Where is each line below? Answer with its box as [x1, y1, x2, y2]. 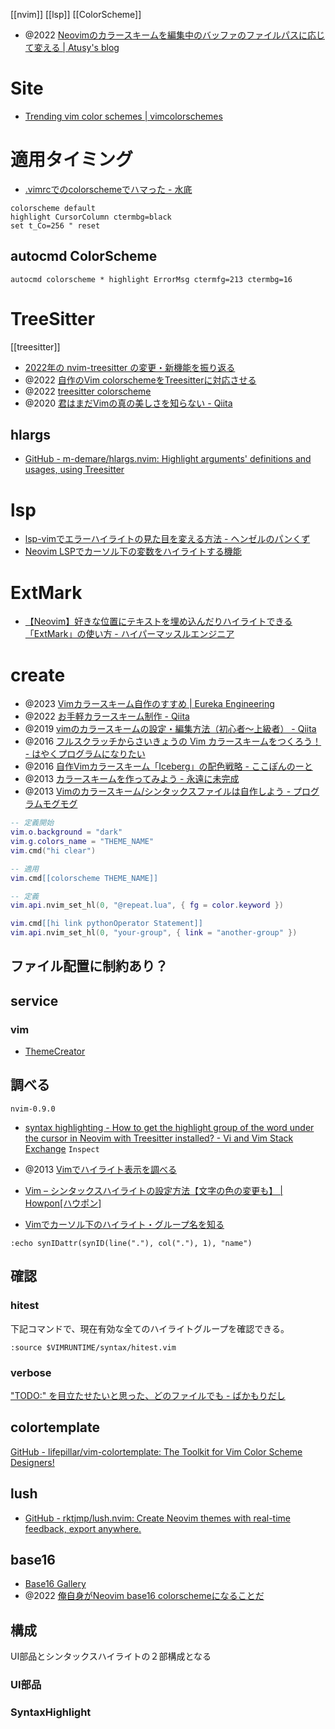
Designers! [10, 1456, 55, 1468]
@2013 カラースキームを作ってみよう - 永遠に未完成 [24, 773, 240, 785]
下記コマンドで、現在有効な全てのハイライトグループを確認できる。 [10, 1322, 290, 1334]
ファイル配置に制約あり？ [10, 958, 168, 975]
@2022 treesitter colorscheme [24, 385, 152, 397]
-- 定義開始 [10, 818, 55, 828]
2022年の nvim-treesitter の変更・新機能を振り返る [24, 361, 236, 373]
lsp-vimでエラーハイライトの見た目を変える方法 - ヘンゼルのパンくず [24, 533, 311, 545]
